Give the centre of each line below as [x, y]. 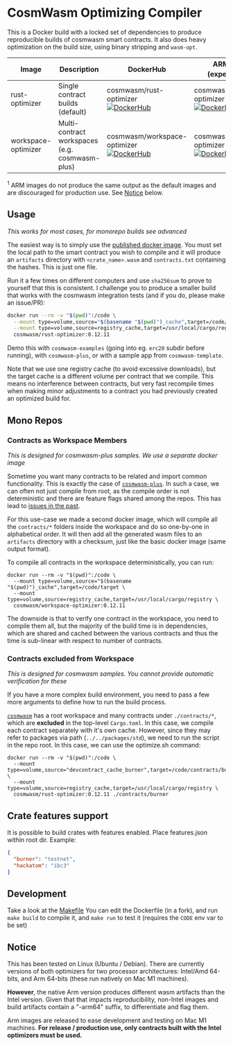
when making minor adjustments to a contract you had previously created [112, 391]
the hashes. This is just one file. [52, 267]
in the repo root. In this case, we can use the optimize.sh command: [104, 745]
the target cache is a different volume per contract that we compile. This [110, 377]
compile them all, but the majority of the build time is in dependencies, [107, 626]
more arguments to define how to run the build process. [87, 702]
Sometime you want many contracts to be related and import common [107, 476]
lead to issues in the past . [44, 505]
